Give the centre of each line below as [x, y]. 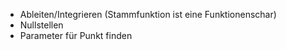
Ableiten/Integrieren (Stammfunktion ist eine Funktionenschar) [148, 14]
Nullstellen [41, 25]
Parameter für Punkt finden [76, 35]
